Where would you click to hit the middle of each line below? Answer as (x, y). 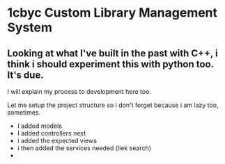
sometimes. (24, 112)
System (30, 27)
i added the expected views (57, 141)
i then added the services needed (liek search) (84, 148)
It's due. (25, 75)
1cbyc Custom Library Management (113, 13)
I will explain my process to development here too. (79, 91)
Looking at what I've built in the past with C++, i (113, 53)
